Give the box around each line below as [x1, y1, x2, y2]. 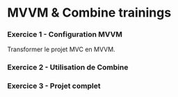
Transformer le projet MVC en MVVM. [7, 45, 116, 53]
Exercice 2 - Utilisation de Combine [7, 62, 129, 72]
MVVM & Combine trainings [7, 5, 172, 21]
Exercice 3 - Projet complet [7, 81, 101, 91]
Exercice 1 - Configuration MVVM [7, 30, 123, 39]
